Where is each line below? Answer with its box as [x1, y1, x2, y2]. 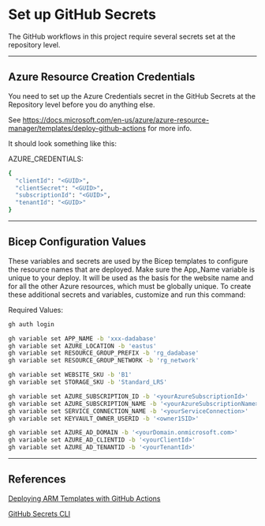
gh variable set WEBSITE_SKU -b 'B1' [8, 371, 132, 379]
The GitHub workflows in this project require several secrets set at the [8, 32, 236, 41]
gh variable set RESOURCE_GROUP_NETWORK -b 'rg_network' [8, 357, 200, 365]
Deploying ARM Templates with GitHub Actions [8, 494, 161, 503]
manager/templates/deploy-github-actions [8, 123, 147, 133]
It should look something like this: [8, 138, 117, 148]
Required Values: [8, 305, 63, 314]
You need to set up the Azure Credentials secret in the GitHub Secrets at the [8, 91, 256, 100]
